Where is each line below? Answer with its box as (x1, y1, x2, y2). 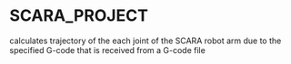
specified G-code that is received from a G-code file (9, 44, 206, 55)
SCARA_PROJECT (9, 5, 148, 26)
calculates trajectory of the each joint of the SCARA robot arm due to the (9, 35, 282, 46)
